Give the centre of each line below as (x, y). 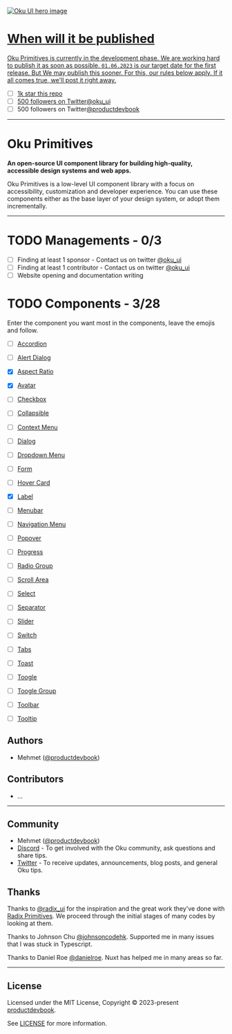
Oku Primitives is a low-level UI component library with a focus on (101, 184)
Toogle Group (37, 690)
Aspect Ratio (35, 372)
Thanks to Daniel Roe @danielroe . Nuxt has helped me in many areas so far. (115, 958)
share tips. (32, 855)
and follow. (23, 330)
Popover (29, 538)
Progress (30, 552)
